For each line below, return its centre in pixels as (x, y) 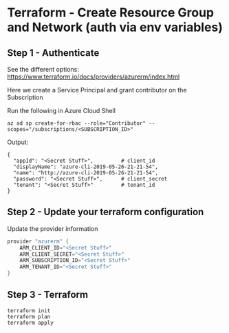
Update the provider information (53, 228)
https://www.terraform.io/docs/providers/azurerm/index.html (94, 77)
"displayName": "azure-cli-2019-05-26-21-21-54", (86, 167)
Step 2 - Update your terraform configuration (106, 212)
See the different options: (43, 69)
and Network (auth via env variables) (115, 27)
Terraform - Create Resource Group (111, 13)
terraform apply (30, 323)
